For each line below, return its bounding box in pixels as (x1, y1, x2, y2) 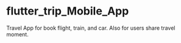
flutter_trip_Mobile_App (6, 4, 129, 18)
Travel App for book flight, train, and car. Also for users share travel (6, 24, 176, 31)
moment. (6, 30, 29, 38)
